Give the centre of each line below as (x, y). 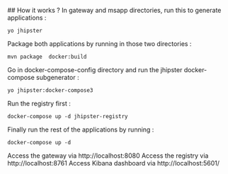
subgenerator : (58, 77)
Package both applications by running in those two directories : (99, 44)
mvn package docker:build (47, 57)
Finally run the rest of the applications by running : (81, 129)
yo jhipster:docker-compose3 (50, 91)
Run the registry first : (39, 103)
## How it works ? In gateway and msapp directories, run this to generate (114, 10)
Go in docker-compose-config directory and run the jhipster (95, 70)
